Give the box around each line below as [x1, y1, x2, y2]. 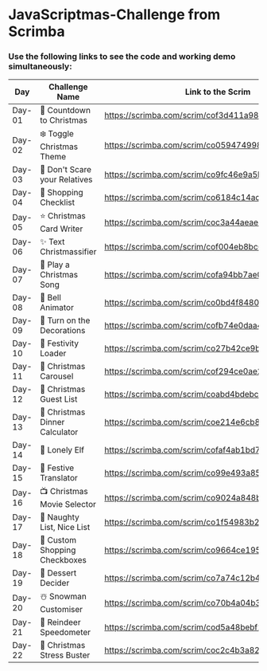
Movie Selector [39, 499, 97, 510]
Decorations [39, 325, 86, 336]
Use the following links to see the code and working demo [8, 51, 236, 62]
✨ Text [39, 237, 65, 248]
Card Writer [39, 223, 83, 234]
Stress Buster [39, 649, 91, 661]
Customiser [39, 604, 83, 615]
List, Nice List [39, 522, 91, 533]
